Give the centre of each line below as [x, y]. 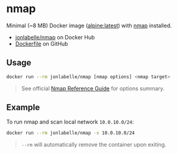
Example [23, 108]
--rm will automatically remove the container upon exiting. [94, 145]
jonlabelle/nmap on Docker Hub [55, 37]
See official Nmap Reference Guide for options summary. [93, 88]
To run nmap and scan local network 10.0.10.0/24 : [70, 122]
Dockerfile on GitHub [41, 44]
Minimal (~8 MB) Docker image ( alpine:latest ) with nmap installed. [89, 25]
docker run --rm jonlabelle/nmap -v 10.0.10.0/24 [71, 133]
